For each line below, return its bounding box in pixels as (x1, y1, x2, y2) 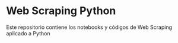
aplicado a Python (6, 29, 50, 37)
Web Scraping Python (6, 4, 116, 18)
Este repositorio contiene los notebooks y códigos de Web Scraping (6, 24, 173, 31)
